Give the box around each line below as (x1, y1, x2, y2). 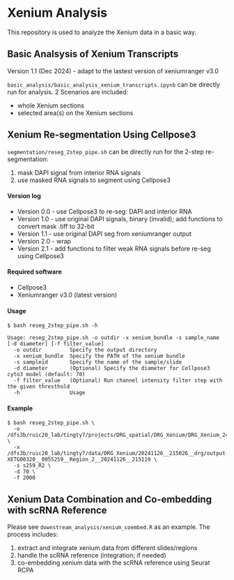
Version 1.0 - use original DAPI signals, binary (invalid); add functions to (17, 214, 223, 223)
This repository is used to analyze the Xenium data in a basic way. (7, 28, 197, 36)
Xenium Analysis (7, 5, 108, 21)
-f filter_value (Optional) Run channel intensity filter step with (13, 377, 223, 385)
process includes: (7, 530, 58, 539)
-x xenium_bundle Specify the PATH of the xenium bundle (13, 352, 186, 360)
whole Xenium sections (17, 101, 85, 110)
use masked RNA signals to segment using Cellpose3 (17, 176, 171, 184)
